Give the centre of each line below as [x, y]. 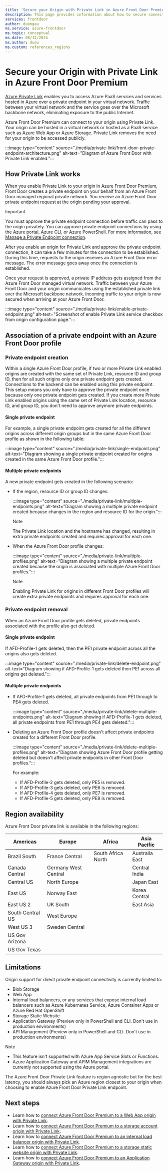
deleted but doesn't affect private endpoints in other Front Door [78, 758]
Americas [25, 842]
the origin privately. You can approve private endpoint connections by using [83, 227]
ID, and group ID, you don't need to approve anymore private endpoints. [79, 406]
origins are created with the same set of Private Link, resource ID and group [83, 374]
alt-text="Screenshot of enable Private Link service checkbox [99, 314]
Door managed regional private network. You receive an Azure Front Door [81, 197]
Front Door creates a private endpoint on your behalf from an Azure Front [81, 191]
